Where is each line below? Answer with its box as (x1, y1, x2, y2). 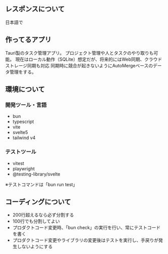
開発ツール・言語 (5, 101, 47, 108)
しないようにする (17, 243, 53, 249)
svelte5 (12, 130, 28, 136)
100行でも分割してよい (12, 218, 60, 224)
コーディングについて (5, 198, 71, 206)
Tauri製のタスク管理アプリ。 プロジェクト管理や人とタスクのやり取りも (5, 50, 154, 56)
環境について (5, 85, 45, 94)
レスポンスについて (5, 5, 65, 14)
